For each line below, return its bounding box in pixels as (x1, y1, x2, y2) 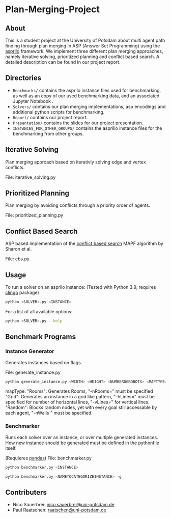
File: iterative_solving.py (5, 174, 56, 180)
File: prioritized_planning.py (5, 212, 64, 219)
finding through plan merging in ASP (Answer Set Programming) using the (5, 43, 160, 49)
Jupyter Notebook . (12, 98, 53, 104)
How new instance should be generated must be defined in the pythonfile (5, 440, 159, 446)
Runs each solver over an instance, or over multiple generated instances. (5, 434, 159, 440)
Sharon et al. (5, 246, 32, 252)
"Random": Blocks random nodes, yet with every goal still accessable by (5, 404, 157, 411)
